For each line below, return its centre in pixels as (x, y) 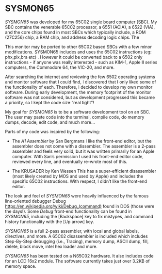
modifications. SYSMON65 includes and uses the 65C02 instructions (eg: (78, 52)
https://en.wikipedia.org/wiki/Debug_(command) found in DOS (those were (80, 206)
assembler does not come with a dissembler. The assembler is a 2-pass (84, 146)
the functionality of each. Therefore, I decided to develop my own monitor (79, 87)
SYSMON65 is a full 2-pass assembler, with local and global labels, (72, 231)
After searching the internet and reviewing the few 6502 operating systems (80, 77)
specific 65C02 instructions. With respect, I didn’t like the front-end (79, 181)
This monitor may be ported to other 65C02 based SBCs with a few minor (78, 47)
